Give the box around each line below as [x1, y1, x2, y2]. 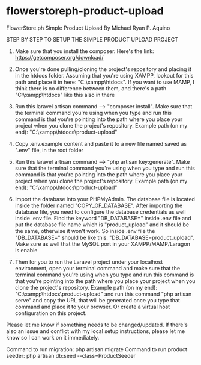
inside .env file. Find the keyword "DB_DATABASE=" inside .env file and [14, 214, 191, 222]
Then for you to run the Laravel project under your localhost [14, 258, 163, 266]
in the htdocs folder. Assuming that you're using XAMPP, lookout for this [14, 72, 194, 79]
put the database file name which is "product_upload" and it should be [14, 221, 190, 228]
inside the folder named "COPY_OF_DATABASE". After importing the [14, 202, 183, 209]
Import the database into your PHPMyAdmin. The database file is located [14, 195, 195, 202]
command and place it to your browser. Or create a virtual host [14, 303, 170, 310]
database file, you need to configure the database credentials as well [14, 208, 186, 215]
